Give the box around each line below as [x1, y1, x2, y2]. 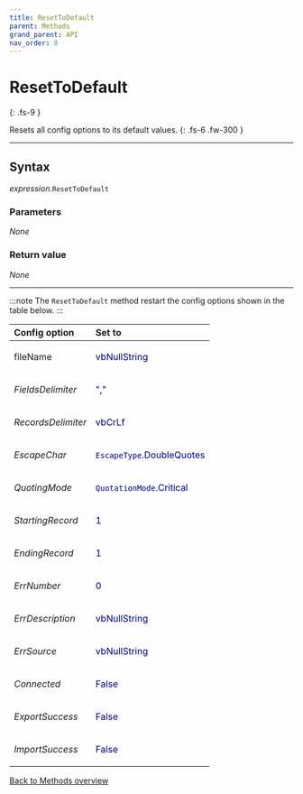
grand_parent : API [9, 30, 78, 39]
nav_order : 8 [9, 38, 59, 48]
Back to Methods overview [9, 775, 109, 786]
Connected [14, 678, 61, 690]
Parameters [9, 205, 61, 217]
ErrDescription [14, 612, 76, 624]
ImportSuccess [14, 743, 78, 755]
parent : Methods [9, 22, 70, 31]
